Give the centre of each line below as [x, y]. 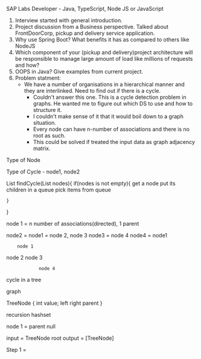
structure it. [47, 110]
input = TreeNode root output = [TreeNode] [60, 338]
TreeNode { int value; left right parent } [54, 303]
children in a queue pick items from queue [59, 190]
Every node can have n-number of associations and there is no [111, 129]
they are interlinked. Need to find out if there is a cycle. [92, 91]
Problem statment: [38, 78]
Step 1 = [16, 350]
